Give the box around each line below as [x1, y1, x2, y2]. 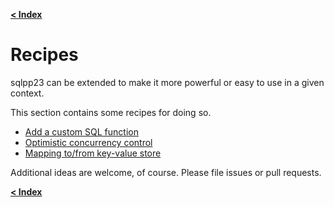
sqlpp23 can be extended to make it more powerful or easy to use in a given [10, 76, 325, 88]
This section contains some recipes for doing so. [10, 106, 212, 118]
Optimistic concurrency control [24, 136, 153, 148]
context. [10, 87, 45, 99]
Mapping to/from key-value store [24, 147, 162, 159]
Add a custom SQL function [24, 125, 139, 138]
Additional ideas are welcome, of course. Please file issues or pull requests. [10, 166, 322, 178]
